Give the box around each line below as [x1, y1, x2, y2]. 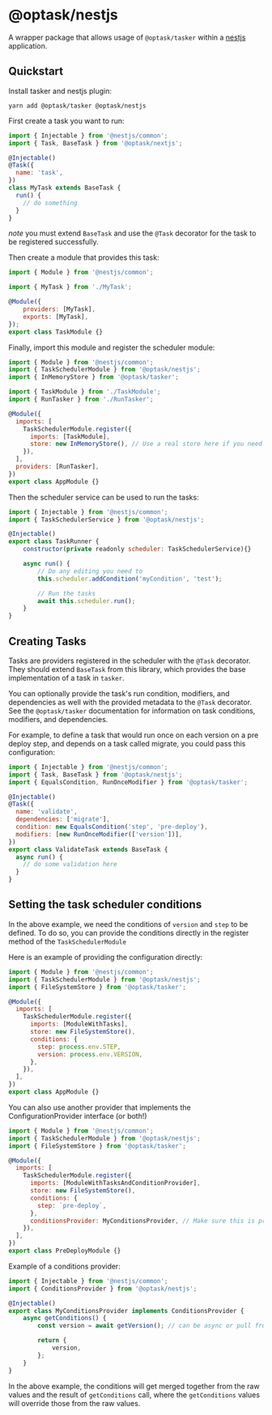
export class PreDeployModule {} [8, 1247, 121, 1255]
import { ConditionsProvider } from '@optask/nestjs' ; [8, 1285, 198, 1293]
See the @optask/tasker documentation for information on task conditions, [8, 706, 256, 716]
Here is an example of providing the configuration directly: [8, 952, 203, 962]
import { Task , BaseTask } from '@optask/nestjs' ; [8, 771, 183, 779]
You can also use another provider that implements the [8, 1103, 192, 1112]
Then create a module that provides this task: [8, 253, 159, 262]
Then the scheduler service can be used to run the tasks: [8, 492, 200, 502]
